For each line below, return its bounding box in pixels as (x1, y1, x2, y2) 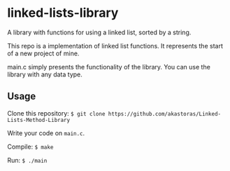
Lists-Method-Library (7, 116, 71, 123)
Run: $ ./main (7, 156, 48, 164)
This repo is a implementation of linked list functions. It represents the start (7, 41, 224, 50)
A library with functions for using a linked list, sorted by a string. (7, 28, 192, 36)
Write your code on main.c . (7, 128, 85, 137)
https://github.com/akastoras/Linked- (108, 110, 222, 117)
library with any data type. (7, 70, 82, 78)
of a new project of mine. (7, 49, 80, 57)
